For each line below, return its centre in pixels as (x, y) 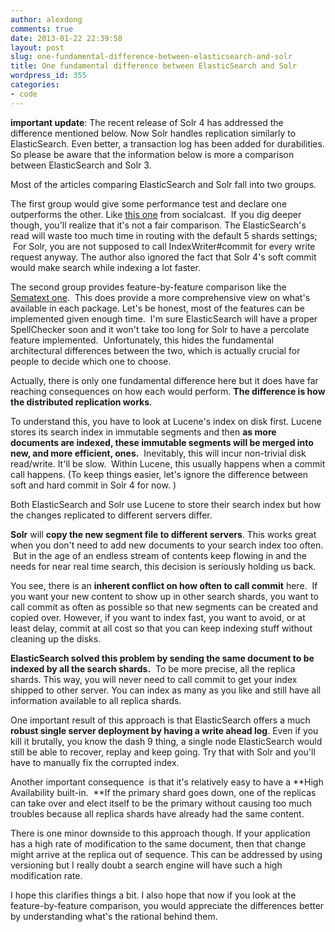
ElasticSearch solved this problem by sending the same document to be (162, 658)
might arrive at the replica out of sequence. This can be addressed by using (166, 854)
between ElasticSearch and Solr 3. (81, 165)
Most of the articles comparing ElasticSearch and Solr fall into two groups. (163, 184)
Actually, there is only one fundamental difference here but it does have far (164, 380)
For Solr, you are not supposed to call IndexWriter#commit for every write (164, 246)
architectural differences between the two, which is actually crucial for (155, 350)
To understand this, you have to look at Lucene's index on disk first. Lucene (166, 421)
